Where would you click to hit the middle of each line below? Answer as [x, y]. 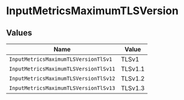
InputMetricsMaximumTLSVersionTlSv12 [62, 78]
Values [19, 33]
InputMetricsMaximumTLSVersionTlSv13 [62, 88]
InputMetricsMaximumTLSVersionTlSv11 [62, 69]
